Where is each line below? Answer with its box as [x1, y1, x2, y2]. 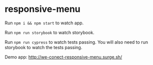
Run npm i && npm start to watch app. [4, 20, 84, 26]
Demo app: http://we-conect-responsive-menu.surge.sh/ [4, 54, 122, 60]
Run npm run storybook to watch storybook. [4, 29, 94, 35]
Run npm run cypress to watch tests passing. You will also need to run [4, 39, 148, 45]
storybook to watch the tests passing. [4, 44, 82, 50]
